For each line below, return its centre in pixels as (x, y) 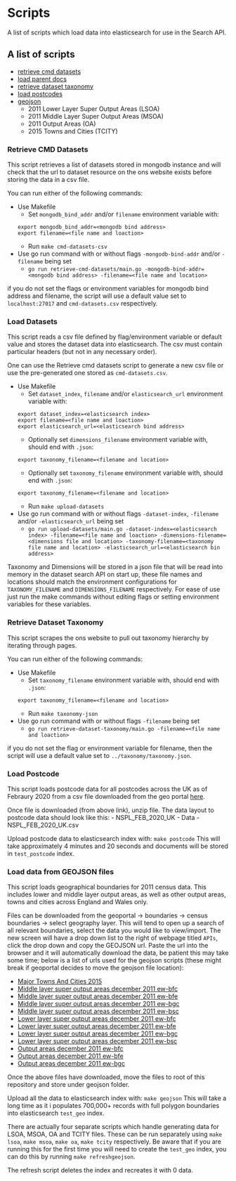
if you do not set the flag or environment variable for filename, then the (110, 748)
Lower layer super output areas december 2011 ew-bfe (97, 1026)
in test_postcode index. (41, 853)
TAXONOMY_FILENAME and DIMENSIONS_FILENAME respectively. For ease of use (114, 589)
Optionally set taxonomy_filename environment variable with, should (125, 473)
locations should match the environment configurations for (92, 582)
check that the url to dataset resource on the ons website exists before (110, 172)
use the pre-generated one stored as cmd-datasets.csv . (87, 373)
